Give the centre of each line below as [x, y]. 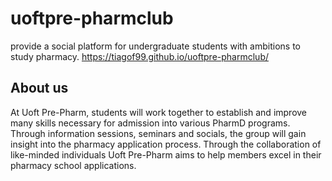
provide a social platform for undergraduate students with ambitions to [155, 46]
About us [39, 88]
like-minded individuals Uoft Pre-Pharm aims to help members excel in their [166, 154]
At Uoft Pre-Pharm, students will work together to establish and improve [159, 112]
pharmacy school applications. [73, 165]
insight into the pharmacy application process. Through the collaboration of [166, 144]
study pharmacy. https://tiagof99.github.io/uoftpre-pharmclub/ [139, 56]
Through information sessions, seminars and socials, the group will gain [158, 133]
